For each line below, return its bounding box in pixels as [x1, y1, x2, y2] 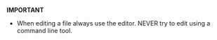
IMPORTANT [6, 6, 44, 14]
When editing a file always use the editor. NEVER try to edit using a [16, 19, 211, 27]
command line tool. [16, 27, 73, 34]
